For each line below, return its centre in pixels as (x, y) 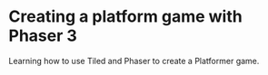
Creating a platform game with (125, 17)
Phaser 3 (43, 36)
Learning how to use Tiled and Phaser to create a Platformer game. (134, 61)
